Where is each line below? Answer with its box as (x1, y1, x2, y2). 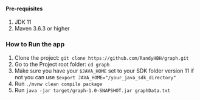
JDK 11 (14, 18, 32, 26)
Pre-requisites (5, 5, 43, 12)
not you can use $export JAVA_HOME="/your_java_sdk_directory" (14, 73, 177, 80)
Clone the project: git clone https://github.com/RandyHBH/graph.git (14, 54, 189, 61)
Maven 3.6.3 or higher (14, 25, 71, 32)
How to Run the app (5, 40, 65, 49)
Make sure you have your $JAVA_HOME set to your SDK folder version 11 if (14, 67, 194, 74)
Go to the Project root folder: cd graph (14, 60, 110, 68)
